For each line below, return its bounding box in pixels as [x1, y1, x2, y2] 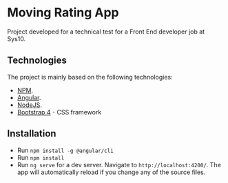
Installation [7, 128, 56, 140]
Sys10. [7, 34, 26, 42]
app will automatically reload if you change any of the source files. [17, 168, 206, 176]
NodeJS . [17, 101, 43, 109]
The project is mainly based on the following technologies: [7, 73, 174, 81]
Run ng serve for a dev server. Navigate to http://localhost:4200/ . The [17, 160, 222, 169]
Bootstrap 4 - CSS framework [17, 108, 102, 116]
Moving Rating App [7, 5, 119, 21]
